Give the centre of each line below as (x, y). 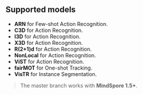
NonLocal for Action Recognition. (55, 55)
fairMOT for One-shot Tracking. (53, 68)
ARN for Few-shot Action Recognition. (61, 24)
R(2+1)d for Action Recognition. (53, 49)
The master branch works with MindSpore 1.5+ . (79, 86)
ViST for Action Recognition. (49, 61)
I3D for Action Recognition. (47, 36)
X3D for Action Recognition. (48, 42)
